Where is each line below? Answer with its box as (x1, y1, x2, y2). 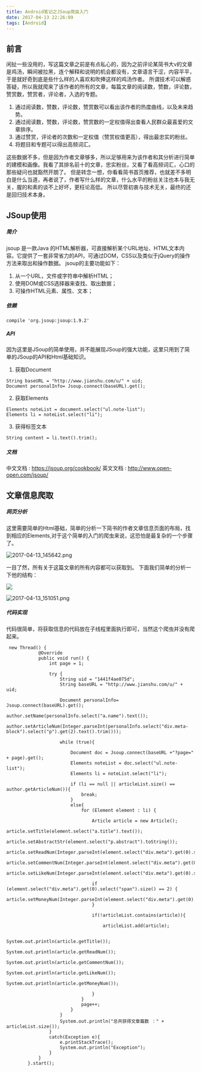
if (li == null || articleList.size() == (70, 781, 175, 787)
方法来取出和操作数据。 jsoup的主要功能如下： (6, 259, 121, 267)
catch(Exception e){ (48, 1034, 100, 1040)
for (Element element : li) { (81, 807, 157, 813)
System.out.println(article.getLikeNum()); (6, 969, 117, 976)
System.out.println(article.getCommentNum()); (6, 959, 124, 965)
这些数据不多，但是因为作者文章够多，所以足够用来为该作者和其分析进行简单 (6, 153, 195, 161)
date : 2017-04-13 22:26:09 (6, 14, 74, 20)
